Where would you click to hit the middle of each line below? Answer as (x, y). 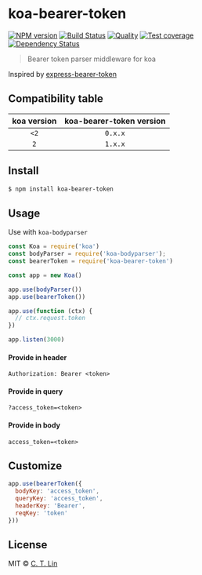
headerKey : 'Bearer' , (50, 506)
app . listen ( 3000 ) (36, 340)
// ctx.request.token (50, 318)
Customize (35, 466)
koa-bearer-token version (115, 121)
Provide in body (34, 425)
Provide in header (38, 357)
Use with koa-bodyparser (48, 232)
